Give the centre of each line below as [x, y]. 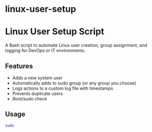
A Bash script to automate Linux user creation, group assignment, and [76, 45]
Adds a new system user [37, 78]
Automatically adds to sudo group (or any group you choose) [74, 83]
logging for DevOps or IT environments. [45, 51]
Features [19, 66]
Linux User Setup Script [55, 32]
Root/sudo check [30, 99]
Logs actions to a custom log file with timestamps [63, 88]
